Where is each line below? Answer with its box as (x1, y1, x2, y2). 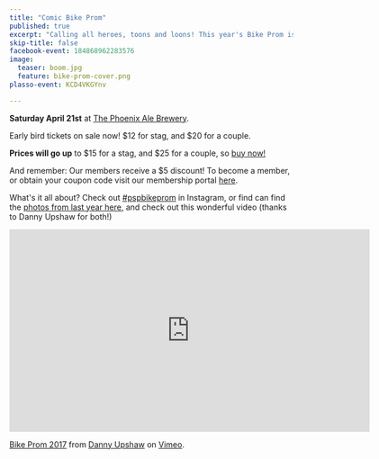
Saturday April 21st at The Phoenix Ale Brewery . (9, 112, 189, 123)
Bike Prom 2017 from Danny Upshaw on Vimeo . (9, 438, 185, 450)
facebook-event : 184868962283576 (9, 47, 135, 56)
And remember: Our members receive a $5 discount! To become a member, (9, 165, 291, 175)
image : (9, 55, 34, 64)
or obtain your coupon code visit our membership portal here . (9, 175, 239, 185)
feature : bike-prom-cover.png (17, 72, 131, 81)
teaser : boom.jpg (17, 64, 83, 73)
